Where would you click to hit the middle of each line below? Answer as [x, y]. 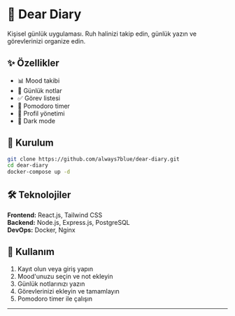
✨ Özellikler [33, 63]
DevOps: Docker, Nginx [41, 230]
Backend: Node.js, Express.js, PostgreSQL [69, 222]
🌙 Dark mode [36, 121]
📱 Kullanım [31, 252]
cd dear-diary [28, 165]
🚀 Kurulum [30, 143]
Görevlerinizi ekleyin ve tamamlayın [69, 291]
